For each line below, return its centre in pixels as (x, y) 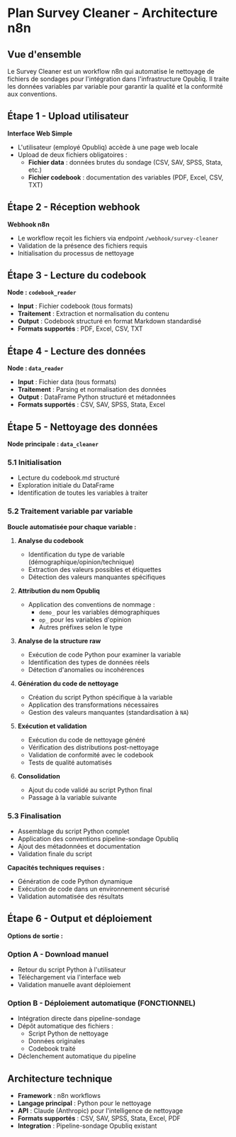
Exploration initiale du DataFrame (66, 485)
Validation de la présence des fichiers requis (82, 246)
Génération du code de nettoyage (68, 683)
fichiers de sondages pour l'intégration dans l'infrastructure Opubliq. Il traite (118, 79)
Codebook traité (52, 1049)
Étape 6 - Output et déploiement (80, 919)
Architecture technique (60, 1078)
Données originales (56, 1041)
